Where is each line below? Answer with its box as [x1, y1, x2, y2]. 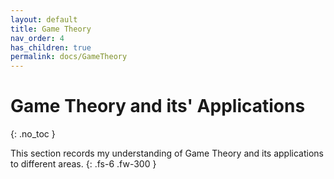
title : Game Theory [10, 24, 92, 34]
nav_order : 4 [10, 33, 65, 43]
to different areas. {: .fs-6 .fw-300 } [10, 158, 157, 170]
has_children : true [10, 42, 92, 53]
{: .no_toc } [10, 128, 56, 140]
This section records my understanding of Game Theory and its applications [10, 147, 324, 160]
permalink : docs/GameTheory [10, 52, 128, 62]
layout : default [10, 14, 78, 25]
